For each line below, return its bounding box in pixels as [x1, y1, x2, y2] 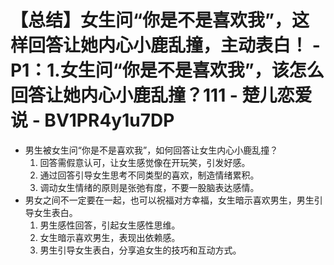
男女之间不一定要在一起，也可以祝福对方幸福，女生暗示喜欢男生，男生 [24, 194, 315, 206]
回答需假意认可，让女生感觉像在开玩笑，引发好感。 [39, 156, 251, 168]
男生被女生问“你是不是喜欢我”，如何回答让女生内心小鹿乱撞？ [24, 144, 279, 156]
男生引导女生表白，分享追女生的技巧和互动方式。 [39, 244, 242, 256]
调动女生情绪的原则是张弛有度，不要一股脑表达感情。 [39, 181, 260, 193]
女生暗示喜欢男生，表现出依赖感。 [39, 231, 181, 243]
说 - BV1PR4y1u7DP [10, 109, 175, 132]
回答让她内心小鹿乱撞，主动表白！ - [28, 34, 321, 57]
